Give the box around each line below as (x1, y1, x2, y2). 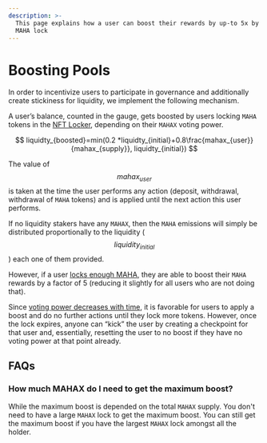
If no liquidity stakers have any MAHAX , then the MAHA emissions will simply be (8, 219, 258, 229)
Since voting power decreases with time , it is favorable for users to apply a (8, 301, 254, 312)
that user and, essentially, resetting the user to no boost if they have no (8, 327, 243, 337)
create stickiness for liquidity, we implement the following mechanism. (8, 96, 240, 106)
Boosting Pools (8, 61, 110, 79)
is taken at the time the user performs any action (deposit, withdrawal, (8, 186, 240, 196)
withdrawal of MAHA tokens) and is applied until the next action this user (8, 195, 241, 205)
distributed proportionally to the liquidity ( (8, 227, 145, 237)
